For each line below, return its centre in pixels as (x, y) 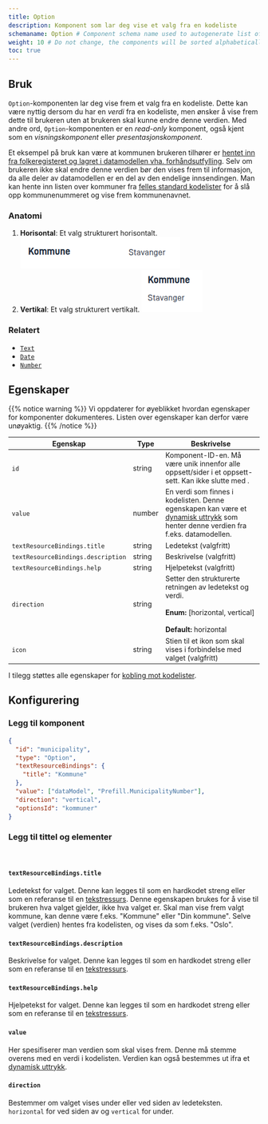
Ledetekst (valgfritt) (198, 545)
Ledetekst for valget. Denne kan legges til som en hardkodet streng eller (127, 891)
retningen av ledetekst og (207, 587)
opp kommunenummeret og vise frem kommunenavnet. (100, 195)
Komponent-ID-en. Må (203, 455)
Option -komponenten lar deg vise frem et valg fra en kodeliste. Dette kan (128, 103)
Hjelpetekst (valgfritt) (200, 568)
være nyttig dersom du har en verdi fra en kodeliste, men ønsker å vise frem (133, 111)
